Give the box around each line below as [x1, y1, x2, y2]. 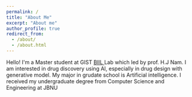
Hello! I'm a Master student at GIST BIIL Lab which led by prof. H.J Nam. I [6, 58, 187, 66]
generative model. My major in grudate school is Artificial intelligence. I [6, 71, 181, 78]
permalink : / [6, 8, 39, 15]
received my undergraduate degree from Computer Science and [6, 77, 164, 84]
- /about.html [11, 43, 47, 48]
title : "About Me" [6, 14, 52, 20]
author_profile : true [6, 25, 60, 32]
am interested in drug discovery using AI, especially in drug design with [6, 65, 182, 72]
